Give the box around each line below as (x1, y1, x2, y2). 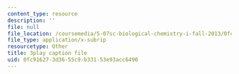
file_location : (7, 30, 53, 37)
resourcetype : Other (7, 43, 69, 50)
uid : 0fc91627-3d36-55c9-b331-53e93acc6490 (7, 56, 139, 63)
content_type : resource (7, 10, 78, 18)
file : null (7, 23, 40, 30)
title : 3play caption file (7, 50, 87, 57)
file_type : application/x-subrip (7, 37, 107, 44)
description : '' (7, 17, 55, 24)
